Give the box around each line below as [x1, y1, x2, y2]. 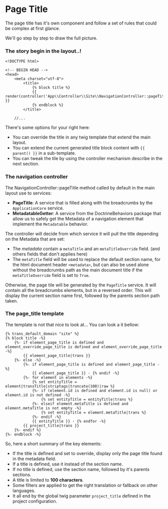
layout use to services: [5, 190, 52, 196]
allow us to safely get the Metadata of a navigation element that [12, 215, 143, 221]
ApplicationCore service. [12, 205, 64, 211]
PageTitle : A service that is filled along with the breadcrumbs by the [12, 199, 153, 205]
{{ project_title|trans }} [23, 423, 79, 428]
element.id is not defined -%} [5, 392, 70, 397]
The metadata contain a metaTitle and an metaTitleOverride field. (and [12, 245, 160, 251]
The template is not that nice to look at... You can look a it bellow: [5, 321, 139, 327]
